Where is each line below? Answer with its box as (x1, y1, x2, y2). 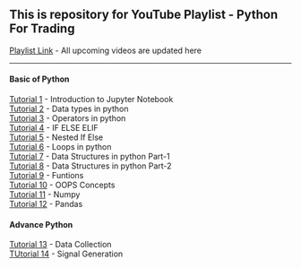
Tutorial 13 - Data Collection (9, 239, 112, 250)
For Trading (9, 22, 75, 37)
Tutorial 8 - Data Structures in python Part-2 (9, 160, 172, 171)
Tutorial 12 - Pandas (9, 199, 83, 210)
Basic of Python (9, 73, 70, 84)
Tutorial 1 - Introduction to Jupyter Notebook (9, 94, 174, 105)
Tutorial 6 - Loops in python (9, 142, 112, 152)
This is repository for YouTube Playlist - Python (9, 7, 279, 22)
